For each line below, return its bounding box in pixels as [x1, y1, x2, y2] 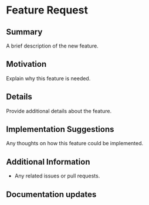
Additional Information [6, 156, 90, 167]
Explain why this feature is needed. [6, 74, 91, 82]
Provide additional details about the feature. [6, 107, 112, 114]
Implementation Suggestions [6, 124, 114, 135]
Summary [6, 27, 43, 37]
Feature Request [6, 4, 88, 17]
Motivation [6, 59, 47, 69]
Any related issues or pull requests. [14, 172, 100, 179]
